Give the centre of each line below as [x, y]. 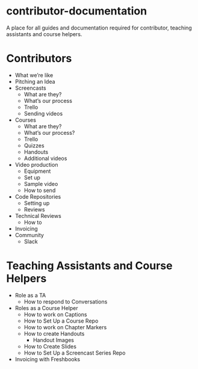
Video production [36, 164]
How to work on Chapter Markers [65, 327]
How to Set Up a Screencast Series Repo [75, 353]
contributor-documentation [77, 11]
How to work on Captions [55, 314]
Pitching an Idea [35, 81]
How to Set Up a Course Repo [61, 321]
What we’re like [34, 75]
